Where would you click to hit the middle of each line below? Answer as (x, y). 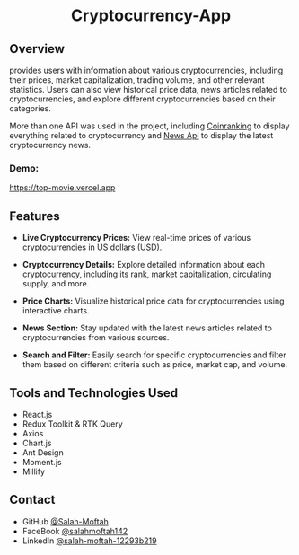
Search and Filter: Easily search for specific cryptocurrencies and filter (154, 355)
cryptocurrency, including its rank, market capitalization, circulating (147, 274)
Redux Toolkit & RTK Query (72, 424)
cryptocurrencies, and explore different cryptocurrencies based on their (142, 99)
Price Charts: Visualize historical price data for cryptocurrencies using (153, 301)
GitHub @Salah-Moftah (66, 521)
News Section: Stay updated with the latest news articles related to (147, 328)
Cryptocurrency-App (151, 16)
